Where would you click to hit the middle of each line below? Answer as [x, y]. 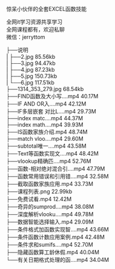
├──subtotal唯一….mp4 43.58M [46, 146]
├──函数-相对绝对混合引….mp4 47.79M [56, 169]
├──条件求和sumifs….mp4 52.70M [50, 244]
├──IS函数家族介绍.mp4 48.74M [47, 132]
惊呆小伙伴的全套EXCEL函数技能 [47, 9]
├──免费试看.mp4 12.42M [39, 199]
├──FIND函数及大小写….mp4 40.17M [52, 96]
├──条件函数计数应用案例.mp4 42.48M [55, 237]
